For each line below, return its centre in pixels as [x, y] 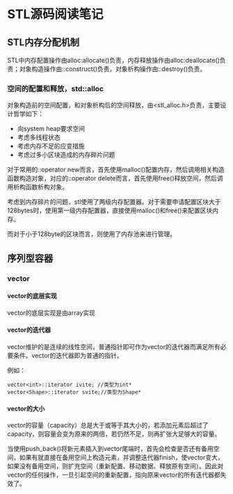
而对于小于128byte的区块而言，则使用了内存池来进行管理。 [91, 234]
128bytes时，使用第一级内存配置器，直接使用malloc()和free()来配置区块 [110, 210]
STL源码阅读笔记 [55, 14]
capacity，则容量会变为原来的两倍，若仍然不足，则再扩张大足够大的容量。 [114, 434]
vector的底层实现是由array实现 [51, 312]
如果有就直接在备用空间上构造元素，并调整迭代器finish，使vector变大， [121, 458]
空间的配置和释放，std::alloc [56, 88]
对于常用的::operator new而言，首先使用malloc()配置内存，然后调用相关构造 [116, 170]
